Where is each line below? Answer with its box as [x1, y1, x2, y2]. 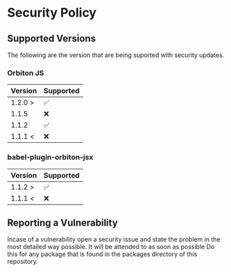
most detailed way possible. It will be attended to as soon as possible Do [7, 243, 215, 251]
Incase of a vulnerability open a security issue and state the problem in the [7, 235, 221, 244]
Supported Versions [7, 33, 96, 44]
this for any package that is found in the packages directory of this [7, 250, 198, 258]
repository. [7, 257, 38, 266]
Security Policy [7, 5, 97, 21]
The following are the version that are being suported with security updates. [7, 51, 225, 59]
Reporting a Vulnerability [7, 216, 118, 228]
